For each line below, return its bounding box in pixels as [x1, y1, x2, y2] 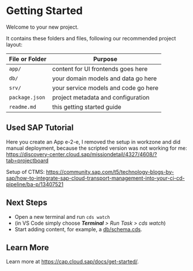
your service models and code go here [52, 84, 159, 92]
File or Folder [9, 54, 47, 63]
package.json [9, 94, 46, 101]
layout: [6, 41, 22, 48]
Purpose [93, 54, 118, 63]
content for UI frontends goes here [52, 64, 148, 73]
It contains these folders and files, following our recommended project [6, 35, 176, 42]
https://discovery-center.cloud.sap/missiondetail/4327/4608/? [6, 150, 157, 157]
